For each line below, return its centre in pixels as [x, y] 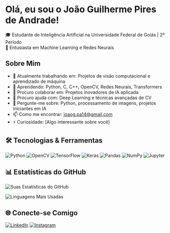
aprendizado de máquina [39, 81]
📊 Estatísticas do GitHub [46, 172]
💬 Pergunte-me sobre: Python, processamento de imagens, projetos [84, 103]
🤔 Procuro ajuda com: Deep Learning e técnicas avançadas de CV [82, 98]
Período [14, 42]
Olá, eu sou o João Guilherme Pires [81, 9]
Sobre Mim [23, 64]
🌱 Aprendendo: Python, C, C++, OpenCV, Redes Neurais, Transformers [87, 87]
